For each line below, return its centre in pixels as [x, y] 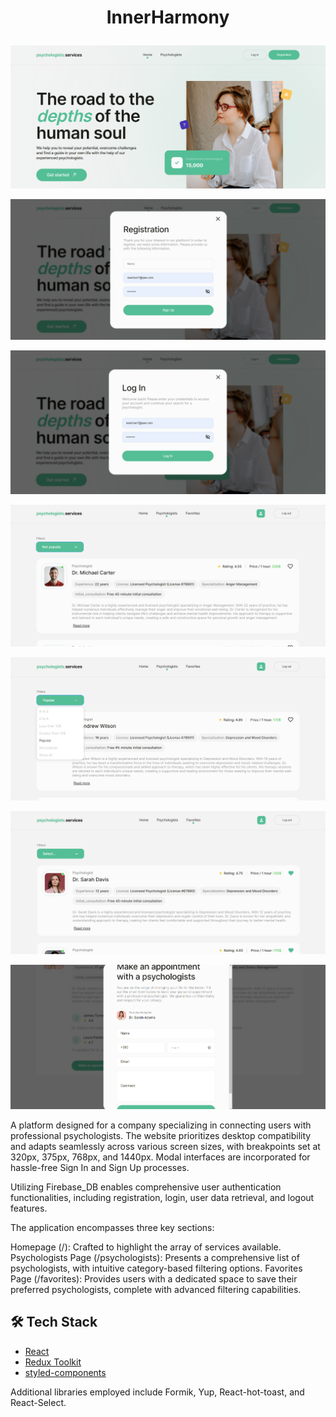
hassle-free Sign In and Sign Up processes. [100, 1167]
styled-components [65, 1372]
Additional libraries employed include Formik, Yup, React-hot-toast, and [157, 1392]
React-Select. [38, 1402]
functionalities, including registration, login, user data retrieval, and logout [162, 1197]
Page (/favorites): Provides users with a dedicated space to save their [154, 1279]
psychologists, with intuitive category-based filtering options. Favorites [156, 1268]
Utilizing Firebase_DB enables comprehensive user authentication [146, 1187]
